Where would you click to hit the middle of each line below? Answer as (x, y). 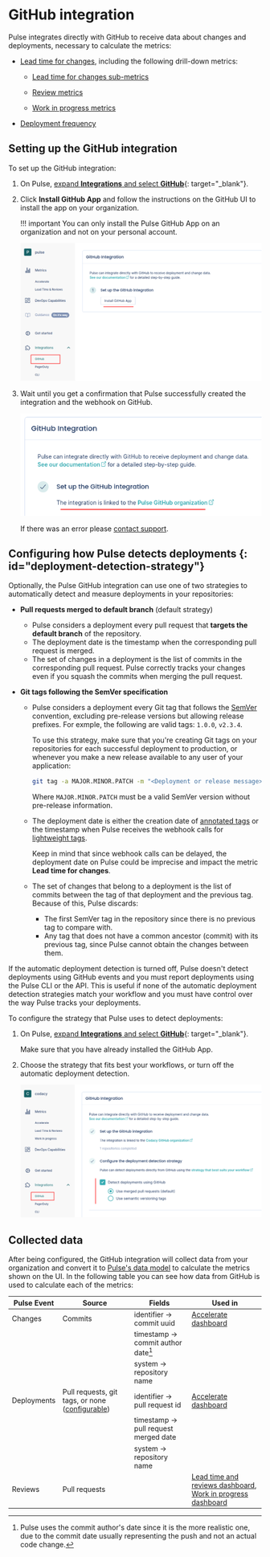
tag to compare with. (78, 928)
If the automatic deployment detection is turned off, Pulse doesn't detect (129, 969)
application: (51, 766)
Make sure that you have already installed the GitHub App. (116, 1049)
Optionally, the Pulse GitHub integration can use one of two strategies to (128, 586)
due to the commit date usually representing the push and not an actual (138, 1536)
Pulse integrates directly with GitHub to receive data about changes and (127, 37)
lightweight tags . (59, 838)
